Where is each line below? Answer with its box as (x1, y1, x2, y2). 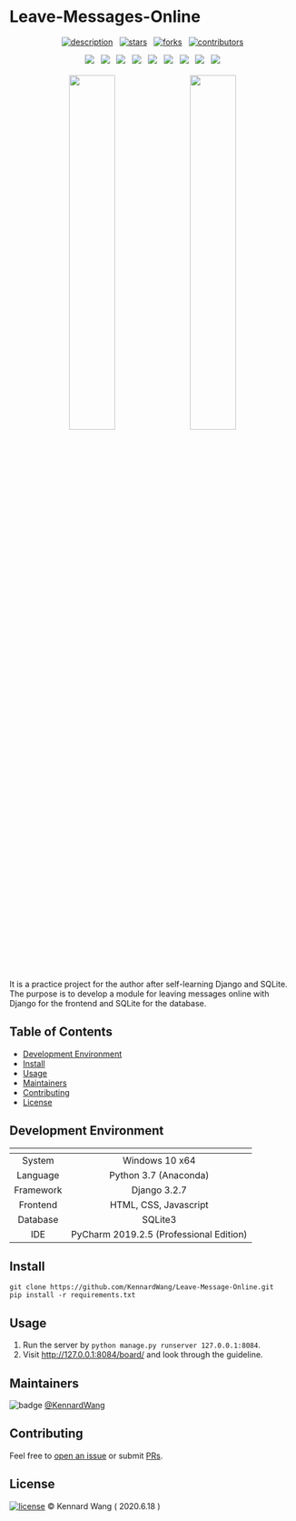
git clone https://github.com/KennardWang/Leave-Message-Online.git (9, 1283, 274, 1292)
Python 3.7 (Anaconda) (108, 1168, 210, 1181)
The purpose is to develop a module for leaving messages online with (9, 988, 270, 999)
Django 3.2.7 (131, 1184, 188, 1196)
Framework (14, 1184, 63, 1196)
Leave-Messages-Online (9, 6, 202, 27)
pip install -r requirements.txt (9, 1291, 136, 1300)
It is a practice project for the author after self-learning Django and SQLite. (9, 978, 288, 989)
